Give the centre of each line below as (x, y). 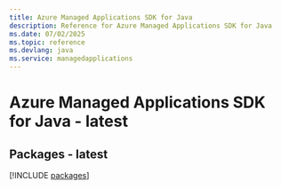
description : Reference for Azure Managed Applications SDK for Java (141, 26)
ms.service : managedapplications (71, 59)
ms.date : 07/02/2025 (48, 34)
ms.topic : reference (48, 42)
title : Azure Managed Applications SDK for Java (101, 17)
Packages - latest (59, 154)
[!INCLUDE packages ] (49, 175)
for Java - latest (69, 122)
